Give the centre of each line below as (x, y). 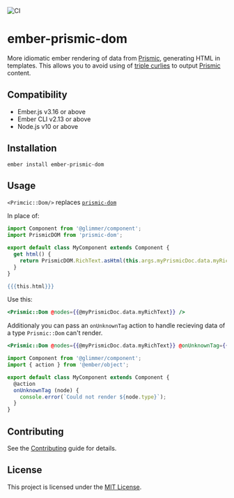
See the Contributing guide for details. (62, 448)
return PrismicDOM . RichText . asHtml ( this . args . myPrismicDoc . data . (117, 260)
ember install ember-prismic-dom (56, 164)
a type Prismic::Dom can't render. (55, 333)
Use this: (20, 299)
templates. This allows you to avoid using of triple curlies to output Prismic (114, 65)
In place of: (23, 216)
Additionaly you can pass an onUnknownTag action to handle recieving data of (116, 326)
